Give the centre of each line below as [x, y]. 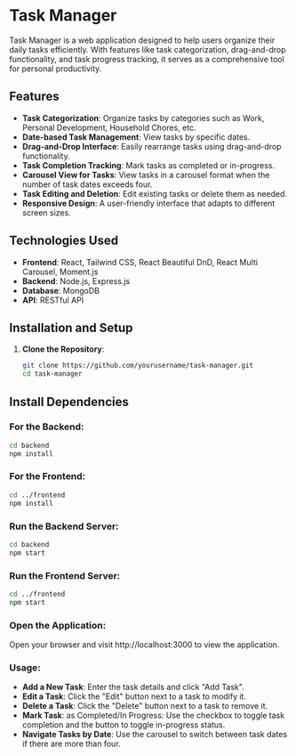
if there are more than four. [72, 744]
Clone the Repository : [63, 349]
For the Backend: [47, 427]
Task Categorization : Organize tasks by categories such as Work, [143, 118]
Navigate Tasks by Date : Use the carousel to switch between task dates [154, 735]
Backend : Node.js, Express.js [76, 280]
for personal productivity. [56, 69]
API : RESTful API [53, 300]
